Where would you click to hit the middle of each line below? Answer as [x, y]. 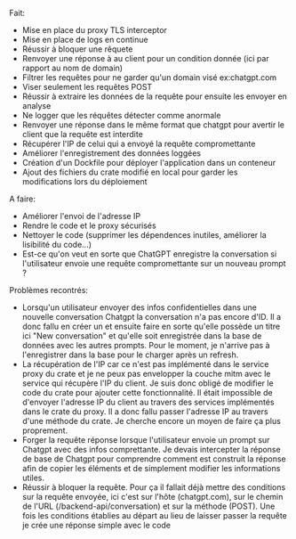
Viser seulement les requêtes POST [87, 87]
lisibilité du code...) [56, 245]
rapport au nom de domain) [72, 68]
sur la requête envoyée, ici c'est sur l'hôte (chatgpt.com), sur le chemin [152, 497]
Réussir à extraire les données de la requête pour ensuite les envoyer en [154, 96]
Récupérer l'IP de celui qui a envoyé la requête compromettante [139, 143]
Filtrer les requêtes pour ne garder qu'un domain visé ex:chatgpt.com [149, 78]
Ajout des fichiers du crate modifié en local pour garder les [130, 172]
